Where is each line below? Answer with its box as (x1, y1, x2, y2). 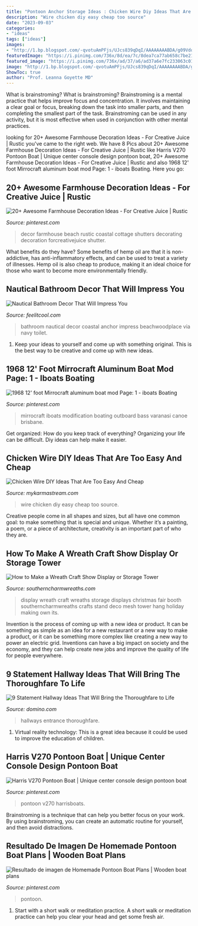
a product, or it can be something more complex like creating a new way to (6, 633, 188, 640)
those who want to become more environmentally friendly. (6, 267, 148, 274)
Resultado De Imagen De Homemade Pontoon (6, 841, 177, 851)
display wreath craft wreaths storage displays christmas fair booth (20, 596, 181, 604)
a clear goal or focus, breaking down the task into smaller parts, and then (6, 104, 184, 111)
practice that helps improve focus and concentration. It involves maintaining (6, 97, 190, 104)
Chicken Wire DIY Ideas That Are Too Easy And (6, 453, 182, 463)
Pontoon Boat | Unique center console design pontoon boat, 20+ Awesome (6, 153, 189, 160)
